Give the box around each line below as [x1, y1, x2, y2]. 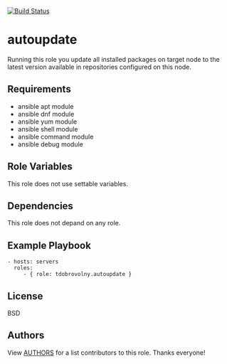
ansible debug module [17, 139, 83, 149]
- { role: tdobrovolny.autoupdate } [23, 271, 132, 278]
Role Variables [7, 161, 73, 173]
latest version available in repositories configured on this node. [7, 63, 192, 71]
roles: [14, 264, 33, 272]
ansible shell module [17, 124, 78, 133]
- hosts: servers [7, 258, 59, 266]
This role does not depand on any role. [7, 219, 121, 227]
